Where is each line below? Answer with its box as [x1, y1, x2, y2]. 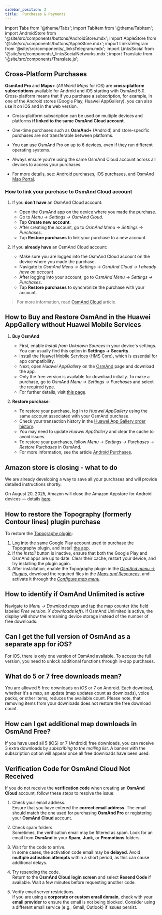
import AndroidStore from [5, 30, 57, 36]
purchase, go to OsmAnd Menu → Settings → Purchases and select [19, 379, 154, 385]
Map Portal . [12, 176, 35, 182]
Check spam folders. [12, 825, 54, 831]
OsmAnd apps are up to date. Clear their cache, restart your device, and [12, 555, 156, 561]
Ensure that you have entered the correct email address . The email [12, 805, 147, 811]
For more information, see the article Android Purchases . [19, 449, 133, 455]
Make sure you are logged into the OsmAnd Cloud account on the [19, 253, 150, 259]
